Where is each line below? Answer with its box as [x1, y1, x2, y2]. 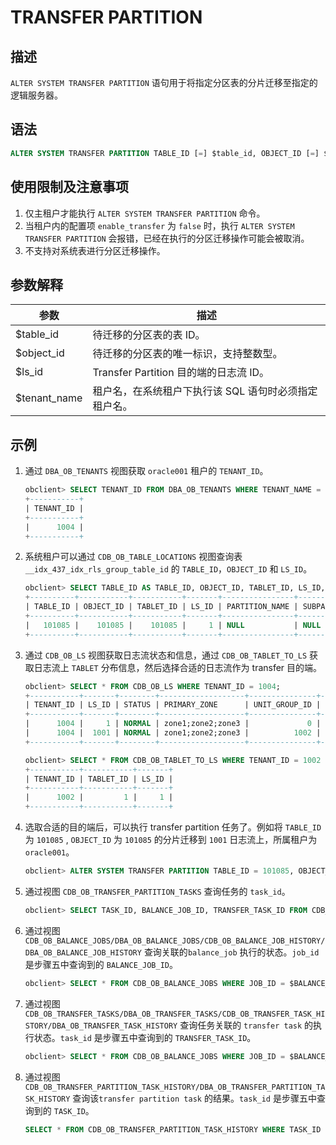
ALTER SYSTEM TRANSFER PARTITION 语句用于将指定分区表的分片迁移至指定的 [10, 77, 318, 88]
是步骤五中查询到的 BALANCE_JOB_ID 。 [24, 958, 178, 970]
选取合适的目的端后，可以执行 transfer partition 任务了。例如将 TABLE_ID [24, 821, 322, 833]
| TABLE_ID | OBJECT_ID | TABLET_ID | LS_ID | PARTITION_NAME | [24, 602, 299, 612]
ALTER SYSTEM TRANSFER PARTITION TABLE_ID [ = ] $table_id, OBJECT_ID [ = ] [10, 148, 320, 158]
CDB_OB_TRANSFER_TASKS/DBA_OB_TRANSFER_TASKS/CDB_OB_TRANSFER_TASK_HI [24, 1009, 326, 1019]
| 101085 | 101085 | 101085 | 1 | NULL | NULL [24, 620, 322, 630]
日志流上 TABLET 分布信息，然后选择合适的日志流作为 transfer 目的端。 [33, 661, 323, 673]
